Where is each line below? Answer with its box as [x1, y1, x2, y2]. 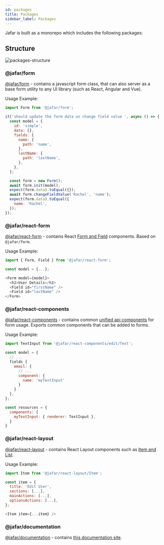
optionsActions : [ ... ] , [9, 498, 58, 503]
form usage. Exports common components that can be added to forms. [5, 322, 149, 328]
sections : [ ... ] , [9, 489, 45, 494]
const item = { [5, 480, 36, 485]
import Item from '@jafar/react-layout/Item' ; [5, 470, 102, 476]
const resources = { [5, 405, 48, 410]
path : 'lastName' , [23, 156, 61, 161]
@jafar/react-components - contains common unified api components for [5, 317, 154, 323]
